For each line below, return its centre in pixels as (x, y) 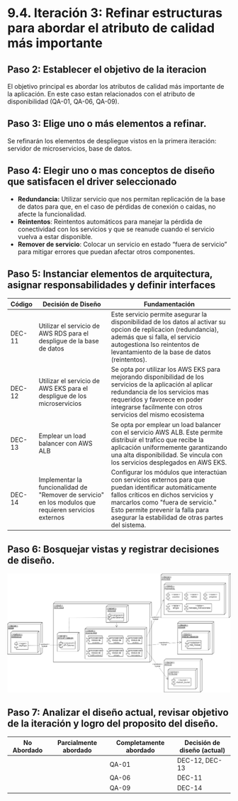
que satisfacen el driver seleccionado (92, 182)
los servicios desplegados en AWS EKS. (169, 462)
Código (22, 304)
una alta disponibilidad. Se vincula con (167, 455)
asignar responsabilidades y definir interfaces (112, 285)
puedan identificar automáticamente (164, 487)
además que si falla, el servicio (155, 337)
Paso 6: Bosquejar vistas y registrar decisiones (113, 549)
